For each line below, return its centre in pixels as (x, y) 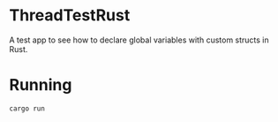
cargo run (27, 108)
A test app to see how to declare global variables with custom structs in (139, 40)
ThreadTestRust (70, 15)
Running (41, 85)
